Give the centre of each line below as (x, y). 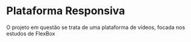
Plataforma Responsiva (66, 11)
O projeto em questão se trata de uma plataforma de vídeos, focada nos (96, 27)
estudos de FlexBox (31, 33)
